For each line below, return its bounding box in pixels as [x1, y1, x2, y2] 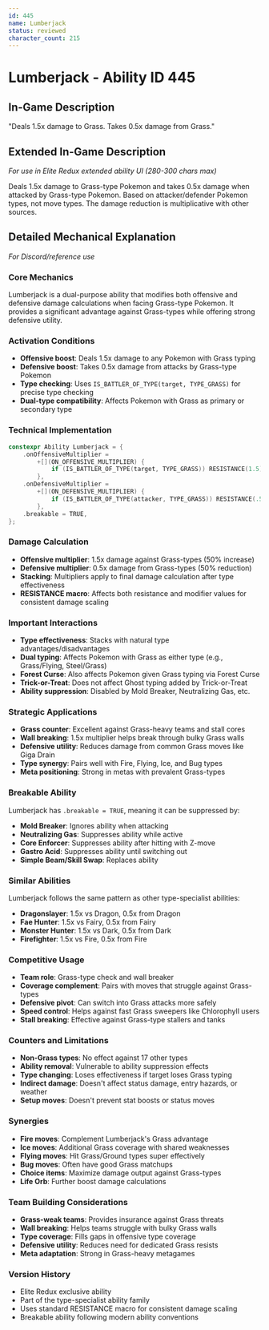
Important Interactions [8, 617, 98, 628]
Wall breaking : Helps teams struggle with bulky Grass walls [19, 1223, 218, 1233]
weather [19, 1087, 48, 1097]
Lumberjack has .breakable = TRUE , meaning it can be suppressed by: [8, 805, 240, 815]
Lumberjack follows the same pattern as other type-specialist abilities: [8, 893, 240, 902]
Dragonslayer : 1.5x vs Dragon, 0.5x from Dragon [19, 909, 181, 918]
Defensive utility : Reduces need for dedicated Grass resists [19, 1240, 219, 1250]
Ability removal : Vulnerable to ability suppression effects [19, 1062, 209, 1071]
